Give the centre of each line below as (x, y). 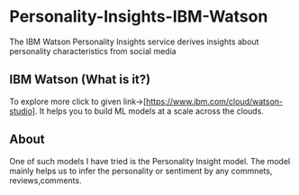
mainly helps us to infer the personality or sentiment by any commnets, (141, 171)
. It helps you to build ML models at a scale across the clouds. (149, 111)
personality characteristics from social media (93, 51)
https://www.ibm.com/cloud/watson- (214, 101)
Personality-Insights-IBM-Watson (139, 17)
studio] (23, 111)
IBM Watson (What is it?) (80, 80)
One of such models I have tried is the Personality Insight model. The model (150, 161)
